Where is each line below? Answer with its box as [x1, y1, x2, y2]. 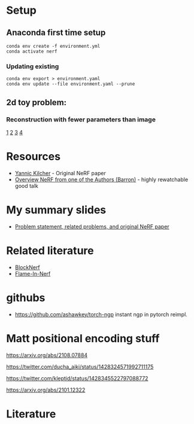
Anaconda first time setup [6, 28, 106, 38]
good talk [14, 182, 39, 189]
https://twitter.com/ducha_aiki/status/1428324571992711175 [6, 363, 154, 370]
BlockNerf [14, 264, 40, 271]
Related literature [6, 244, 94, 258]
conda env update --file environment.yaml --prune [6, 81, 135, 87]
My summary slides [6, 203, 107, 217]
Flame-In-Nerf [14, 270, 51, 277]
